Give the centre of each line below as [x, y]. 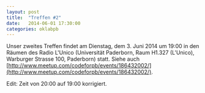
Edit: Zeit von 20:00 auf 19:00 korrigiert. [57, 84]
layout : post [23, 12]
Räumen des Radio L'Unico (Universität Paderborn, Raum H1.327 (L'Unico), [100, 53]
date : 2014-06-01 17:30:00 [43, 23]
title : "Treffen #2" [34, 18]
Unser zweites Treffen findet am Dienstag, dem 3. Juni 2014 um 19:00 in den [103, 46]
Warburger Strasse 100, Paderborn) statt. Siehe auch [73, 59]
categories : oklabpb [33, 29]
